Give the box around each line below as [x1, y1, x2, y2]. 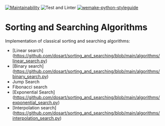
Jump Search [12, 78, 40, 84]
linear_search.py [12, 58, 46, 64]
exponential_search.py [12, 100, 58, 105]
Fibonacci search [12, 84, 48, 90]
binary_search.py [12, 74, 47, 79]
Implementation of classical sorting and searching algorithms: [5, 38, 131, 44]
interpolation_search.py [12, 115, 60, 121]
